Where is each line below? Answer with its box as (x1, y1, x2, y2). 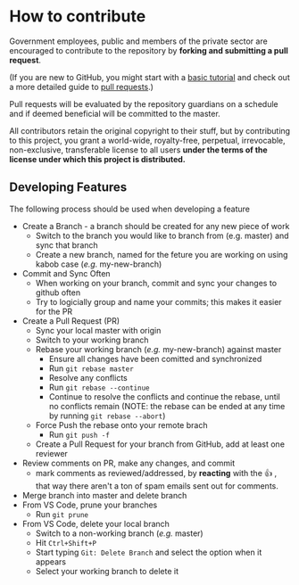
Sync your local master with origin (35, 325, 162, 335)
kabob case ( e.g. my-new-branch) (35, 259, 162, 269)
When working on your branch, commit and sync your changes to (35, 277, 278, 288)
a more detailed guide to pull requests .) (9, 81, 154, 92)
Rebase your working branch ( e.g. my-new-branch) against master (35, 343, 282, 354)
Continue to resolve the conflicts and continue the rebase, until (48, 391, 281, 402)
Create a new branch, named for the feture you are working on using (35, 249, 288, 260)
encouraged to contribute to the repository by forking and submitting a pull (9, 45, 288, 55)
